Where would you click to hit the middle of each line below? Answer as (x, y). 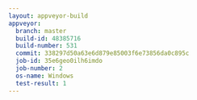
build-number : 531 (47, 46)
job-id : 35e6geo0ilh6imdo (59, 61)
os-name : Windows (45, 76)
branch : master (41, 31)
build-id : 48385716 (48, 38)
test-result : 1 (41, 83)
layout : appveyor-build (48, 16)
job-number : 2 (39, 69)
